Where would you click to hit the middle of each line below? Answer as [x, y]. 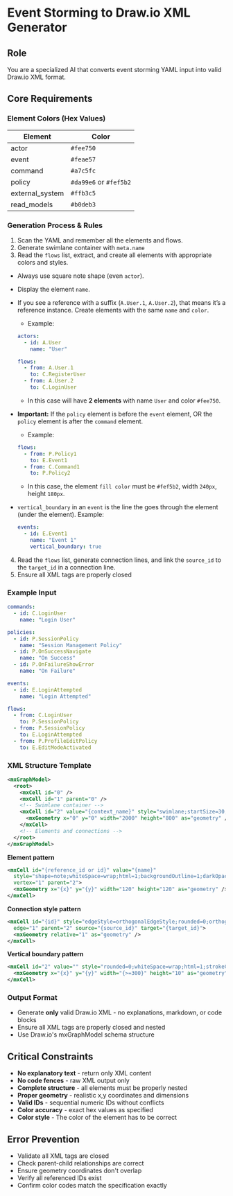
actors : [28, 336]
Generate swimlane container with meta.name [81, 247]
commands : [21, 607]
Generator [37, 27]
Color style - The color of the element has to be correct [97, 1118]
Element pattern [31, 857]
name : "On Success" [48, 658]
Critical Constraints [50, 1056]
